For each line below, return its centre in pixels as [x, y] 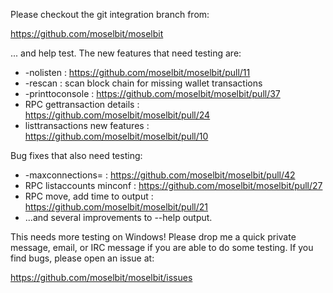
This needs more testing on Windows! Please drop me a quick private [153, 237]
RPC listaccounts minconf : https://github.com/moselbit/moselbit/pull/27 [173, 185]
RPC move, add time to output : [89, 196]
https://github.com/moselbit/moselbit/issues [101, 277]
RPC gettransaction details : [82, 104]
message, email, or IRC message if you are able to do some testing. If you [162, 247]
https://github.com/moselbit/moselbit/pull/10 [116, 136]
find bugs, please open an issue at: [82, 258]
